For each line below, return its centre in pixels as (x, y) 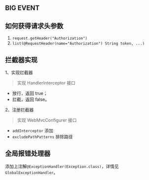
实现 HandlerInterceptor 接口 (46, 83)
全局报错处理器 (28, 154)
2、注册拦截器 (19, 110)
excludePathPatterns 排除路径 (42, 137)
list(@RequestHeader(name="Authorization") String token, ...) (78, 44)
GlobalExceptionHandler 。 (31, 172)
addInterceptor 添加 (32, 131)
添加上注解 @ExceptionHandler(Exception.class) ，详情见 (62, 166)
